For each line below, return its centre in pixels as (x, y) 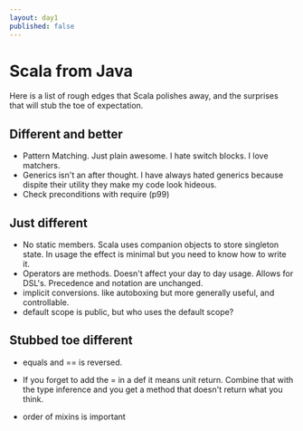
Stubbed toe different (71, 340)
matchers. (41, 166)
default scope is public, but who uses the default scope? (128, 312)
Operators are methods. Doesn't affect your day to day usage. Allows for (158, 273)
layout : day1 (34, 18)
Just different (48, 223)
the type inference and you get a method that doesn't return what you (152, 389)
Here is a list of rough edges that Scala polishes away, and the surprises (144, 96)
